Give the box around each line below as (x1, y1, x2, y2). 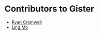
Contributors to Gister (4, 3, 95, 14)
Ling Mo (11, 24, 28, 30)
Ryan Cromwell (11, 19, 42, 25)
